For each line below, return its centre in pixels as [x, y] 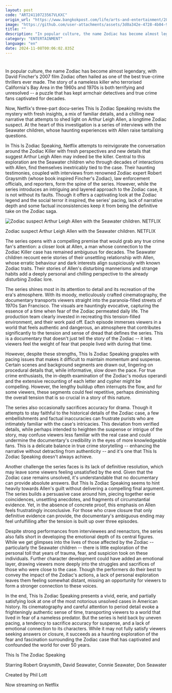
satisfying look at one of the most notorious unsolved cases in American [81, 601]
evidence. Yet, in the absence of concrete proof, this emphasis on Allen [81, 505]
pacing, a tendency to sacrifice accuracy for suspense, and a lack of [78, 623]
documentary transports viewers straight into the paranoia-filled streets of [84, 300]
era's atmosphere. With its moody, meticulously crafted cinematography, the [86, 295]
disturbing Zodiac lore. [29, 279]
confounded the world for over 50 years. [48, 645]
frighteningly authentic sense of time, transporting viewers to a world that [83, 612]
